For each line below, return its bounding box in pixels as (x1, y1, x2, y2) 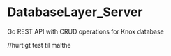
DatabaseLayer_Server (7, 4, 143, 20)
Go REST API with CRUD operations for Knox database (7, 27, 164, 36)
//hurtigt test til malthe (7, 41, 71, 49)
